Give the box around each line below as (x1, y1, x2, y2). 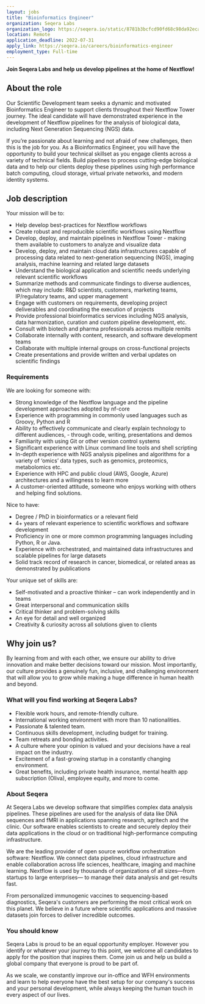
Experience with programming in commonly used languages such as (15, 411, 188, 418)
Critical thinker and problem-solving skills (15, 608, 120, 615)
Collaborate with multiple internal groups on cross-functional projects (15, 345, 190, 352)
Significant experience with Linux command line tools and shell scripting (15, 443, 197, 451)
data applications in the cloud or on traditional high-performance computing (6, 830, 198, 837)
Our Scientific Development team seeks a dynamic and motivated (6, 99, 171, 107)
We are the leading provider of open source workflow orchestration (6, 848, 176, 855)
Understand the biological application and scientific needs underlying (15, 267, 190, 274)
